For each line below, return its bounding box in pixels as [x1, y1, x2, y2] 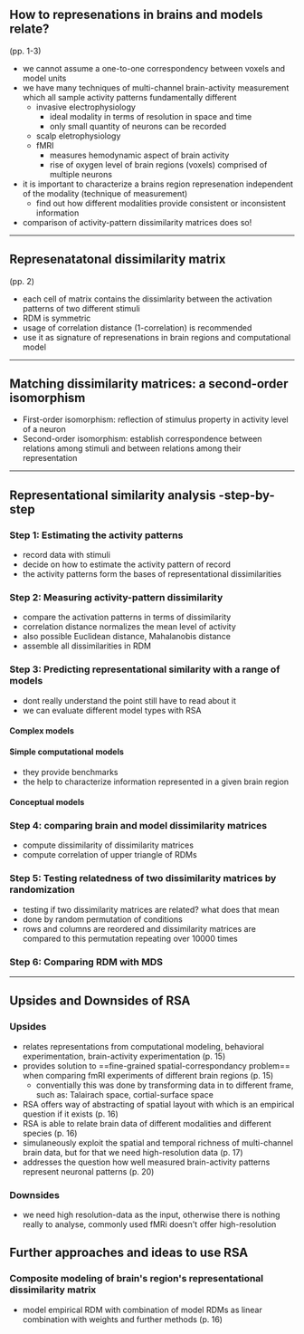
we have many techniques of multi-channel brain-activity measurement [22, 82, 290, 93]
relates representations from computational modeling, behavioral [22, 1041, 264, 1051]
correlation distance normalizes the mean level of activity [22, 621, 237, 632]
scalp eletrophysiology [35, 130, 121, 141]
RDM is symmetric [22, 312, 91, 323]
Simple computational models [9, 746, 125, 757]
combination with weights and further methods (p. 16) [22, 1313, 223, 1325]
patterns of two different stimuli [22, 302, 140, 313]
